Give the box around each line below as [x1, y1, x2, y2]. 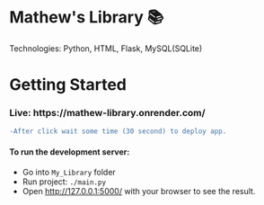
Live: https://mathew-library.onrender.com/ [9, 107, 206, 120]
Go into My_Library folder [22, 166, 117, 177]
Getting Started [9, 75, 128, 95]
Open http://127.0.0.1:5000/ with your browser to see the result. [22, 185, 256, 196]
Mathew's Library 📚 [9, 7, 164, 28]
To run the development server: [9, 146, 130, 157]
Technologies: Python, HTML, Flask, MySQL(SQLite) [9, 42, 203, 54]
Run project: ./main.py [22, 176, 106, 187]
